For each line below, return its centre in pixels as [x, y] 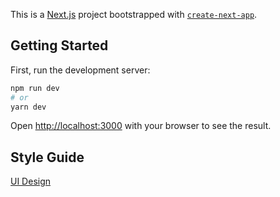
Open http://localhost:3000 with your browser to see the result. [141, 126]
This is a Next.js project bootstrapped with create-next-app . [134, 14]
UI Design [31, 181]
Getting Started [59, 45]
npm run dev [35, 88]
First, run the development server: [80, 70]
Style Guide [47, 157]
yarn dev [28, 107]
